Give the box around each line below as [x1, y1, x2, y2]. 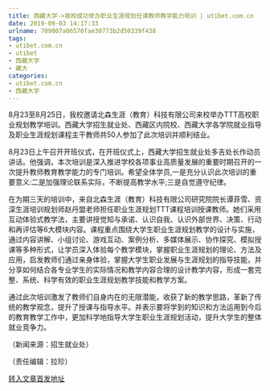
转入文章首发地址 [8, 374, 65, 384]
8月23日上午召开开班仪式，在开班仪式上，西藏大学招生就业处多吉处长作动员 [8, 147, 261, 157]
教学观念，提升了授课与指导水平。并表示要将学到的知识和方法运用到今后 [22, 302, 262, 312]
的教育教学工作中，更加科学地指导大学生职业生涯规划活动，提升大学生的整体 [8, 312, 262, 322]
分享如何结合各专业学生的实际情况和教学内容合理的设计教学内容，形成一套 [8, 265, 255, 275]
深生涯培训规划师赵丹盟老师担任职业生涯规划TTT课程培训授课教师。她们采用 [8, 205, 262, 214]
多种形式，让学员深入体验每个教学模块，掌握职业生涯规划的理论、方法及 [22, 245, 262, 255]
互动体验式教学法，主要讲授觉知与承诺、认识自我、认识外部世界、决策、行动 [8, 214, 262, 224]
